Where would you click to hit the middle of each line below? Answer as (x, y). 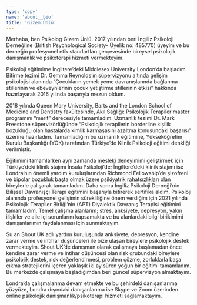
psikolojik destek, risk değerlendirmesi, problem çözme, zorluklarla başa (94, 260)
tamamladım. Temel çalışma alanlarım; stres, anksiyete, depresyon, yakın (94, 211)
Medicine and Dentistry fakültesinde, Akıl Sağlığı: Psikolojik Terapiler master (98, 112)
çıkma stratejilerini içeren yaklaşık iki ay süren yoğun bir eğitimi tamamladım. (98, 266)
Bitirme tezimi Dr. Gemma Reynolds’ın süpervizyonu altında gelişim (87, 76)
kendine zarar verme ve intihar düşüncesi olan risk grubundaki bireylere (93, 253)
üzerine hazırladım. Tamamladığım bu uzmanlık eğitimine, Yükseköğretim (94, 137)
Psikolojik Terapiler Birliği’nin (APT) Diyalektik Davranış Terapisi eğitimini (94, 205)
